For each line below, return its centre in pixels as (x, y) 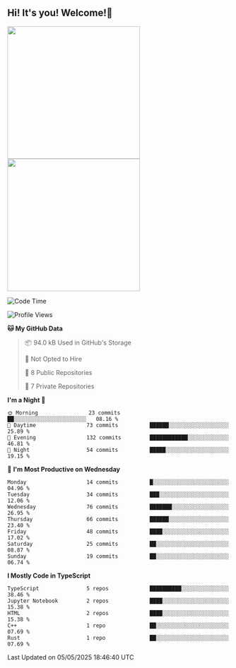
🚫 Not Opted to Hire (53, 359)
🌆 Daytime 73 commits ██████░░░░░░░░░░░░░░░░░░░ (118, 425)
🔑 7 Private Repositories (59, 386)
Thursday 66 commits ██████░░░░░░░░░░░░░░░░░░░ (118, 519)
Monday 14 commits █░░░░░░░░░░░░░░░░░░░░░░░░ (118, 482)
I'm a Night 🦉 (26, 400)
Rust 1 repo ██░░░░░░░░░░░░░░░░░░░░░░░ (118, 638)
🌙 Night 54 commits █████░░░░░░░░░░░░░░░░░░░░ (118, 450)
